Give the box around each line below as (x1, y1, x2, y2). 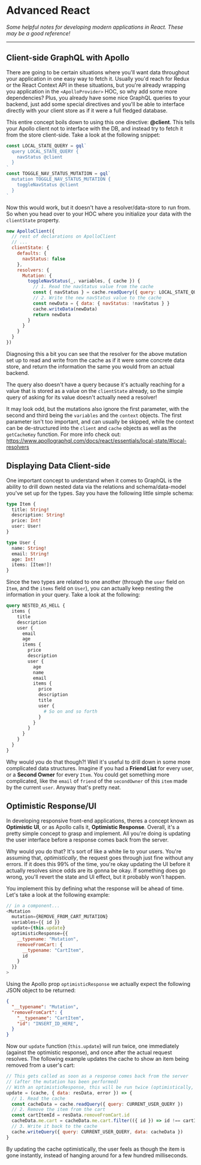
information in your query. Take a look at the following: (6, 591, 141, 598)
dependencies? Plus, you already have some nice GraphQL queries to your (6, 94, 190, 101)
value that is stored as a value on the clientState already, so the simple (6, 387, 184, 394)
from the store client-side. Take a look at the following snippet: (6, 131, 160, 138)
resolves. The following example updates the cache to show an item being (6, 1055, 190, 1063)
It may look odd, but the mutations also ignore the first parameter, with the (6, 405, 190, 412)
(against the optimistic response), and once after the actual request (6, 1049, 172, 1056)
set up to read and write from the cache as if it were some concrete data (6, 356, 185, 364)
